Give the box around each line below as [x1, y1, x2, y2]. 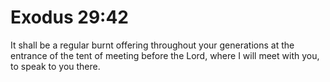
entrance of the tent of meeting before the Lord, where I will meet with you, [10, 49, 320, 61]
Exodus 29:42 [10, 6, 129, 29]
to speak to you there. [10, 60, 101, 72]
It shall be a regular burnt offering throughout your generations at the [10, 39, 295, 51]
